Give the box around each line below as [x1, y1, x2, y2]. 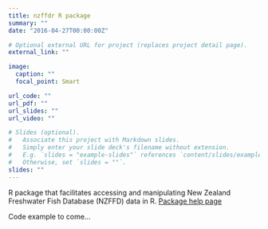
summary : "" [8, 19, 48, 27]
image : [8, 63, 30, 71]
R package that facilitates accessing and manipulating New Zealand [8, 188, 231, 197]
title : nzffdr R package [8, 11, 91, 20]
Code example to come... [8, 211, 91, 221]
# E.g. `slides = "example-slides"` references [8, 151, 177, 159]
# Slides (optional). [8, 128, 81, 136]
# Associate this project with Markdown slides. [8, 136, 180, 144]
